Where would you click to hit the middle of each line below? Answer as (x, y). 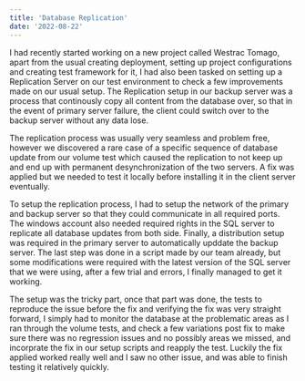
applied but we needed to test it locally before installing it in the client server (152, 176)
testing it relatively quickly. (59, 366)
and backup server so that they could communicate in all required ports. (145, 213)
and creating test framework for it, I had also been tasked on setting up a (146, 72)
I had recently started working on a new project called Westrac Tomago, (145, 52)
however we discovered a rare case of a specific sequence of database (144, 148)
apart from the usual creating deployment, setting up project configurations (151, 62)
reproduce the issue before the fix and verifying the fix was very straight (145, 309)
